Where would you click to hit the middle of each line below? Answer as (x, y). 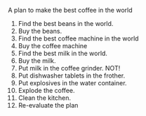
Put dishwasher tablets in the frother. (72, 75)
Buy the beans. (40, 31)
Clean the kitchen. (45, 98)
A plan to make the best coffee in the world (70, 10)
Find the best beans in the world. (66, 23)
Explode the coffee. (46, 90)
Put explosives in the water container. (72, 83)
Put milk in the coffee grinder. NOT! (69, 68)
